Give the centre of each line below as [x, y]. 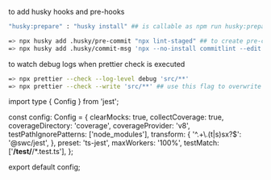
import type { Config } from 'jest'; [64, 102]
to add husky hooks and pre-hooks [67, 12]
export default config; [44, 167]
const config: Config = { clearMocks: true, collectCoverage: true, [116, 117]
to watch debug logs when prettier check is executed [97, 64]
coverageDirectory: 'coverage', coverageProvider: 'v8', [100, 126]
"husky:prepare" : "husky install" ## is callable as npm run [115, 27]
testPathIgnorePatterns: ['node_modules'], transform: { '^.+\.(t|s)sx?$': [125, 134]
